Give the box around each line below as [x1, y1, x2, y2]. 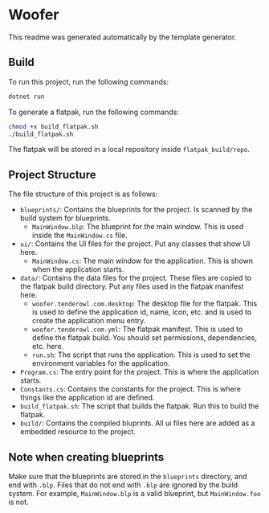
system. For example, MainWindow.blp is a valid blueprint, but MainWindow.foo [8, 489, 261, 498]
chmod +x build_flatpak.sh [8, 122, 99, 130]
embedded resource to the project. [19, 427, 137, 437]
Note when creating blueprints [8, 450, 165, 464]
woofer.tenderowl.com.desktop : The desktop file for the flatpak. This [31, 299, 258, 309]
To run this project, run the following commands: [8, 76, 169, 86]
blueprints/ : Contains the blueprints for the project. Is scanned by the [19, 205, 253, 215]
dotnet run [8, 92, 45, 101]
